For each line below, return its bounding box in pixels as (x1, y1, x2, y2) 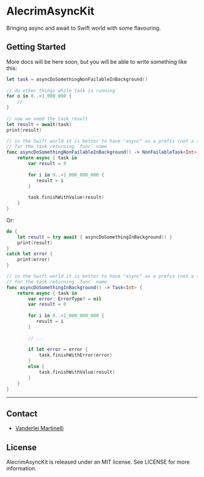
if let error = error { (28, 347, 88, 353)
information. (6, 465, 37, 472)
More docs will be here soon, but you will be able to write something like (6, 58, 187, 65)
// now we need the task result (6, 115, 88, 122)
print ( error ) (17, 257, 50, 263)
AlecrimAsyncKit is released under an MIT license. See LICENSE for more (6, 458, 190, 465)
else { (28, 364, 45, 370)
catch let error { (6, 251, 53, 257)
